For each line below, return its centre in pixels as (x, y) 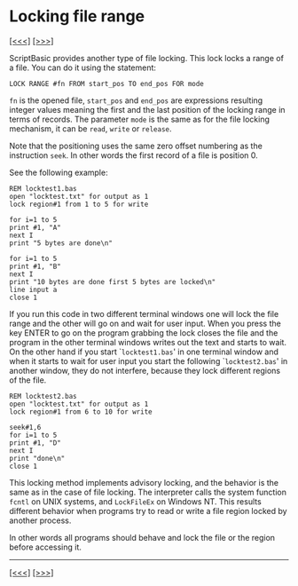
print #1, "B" (35, 266)
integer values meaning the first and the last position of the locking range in (147, 109)
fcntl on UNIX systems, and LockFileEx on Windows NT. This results (135, 501)
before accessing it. (46, 547)
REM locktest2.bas (43, 396)
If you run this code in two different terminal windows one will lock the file (144, 313)
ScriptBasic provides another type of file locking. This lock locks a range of (146, 58)
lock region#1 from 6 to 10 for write (81, 412)
